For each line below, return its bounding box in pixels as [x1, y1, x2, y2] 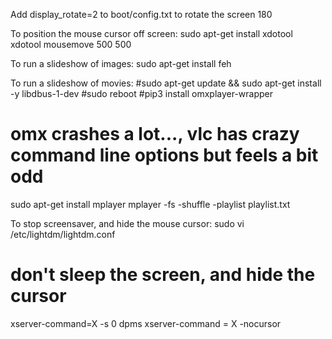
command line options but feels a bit [10, 144, 319, 167]
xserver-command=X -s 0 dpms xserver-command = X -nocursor [10, 317, 282, 329]
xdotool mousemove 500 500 [10, 39, 132, 50]
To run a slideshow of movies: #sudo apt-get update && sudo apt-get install [10, 77, 322, 89]
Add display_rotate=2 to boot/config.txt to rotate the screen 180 [10, 9, 273, 20]
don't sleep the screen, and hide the [10, 264, 316, 286]
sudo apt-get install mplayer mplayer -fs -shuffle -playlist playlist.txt [10, 198, 291, 210]
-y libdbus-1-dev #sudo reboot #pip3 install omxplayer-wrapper [10, 88, 274, 99]
